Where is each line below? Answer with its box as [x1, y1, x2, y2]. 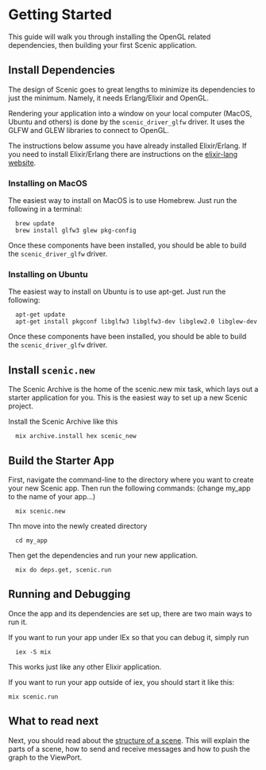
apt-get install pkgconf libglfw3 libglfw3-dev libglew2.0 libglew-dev [15, 318, 258, 326]
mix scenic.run [8, 693, 59, 701]
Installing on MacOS [8, 178, 87, 189]
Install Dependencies [8, 64, 115, 77]
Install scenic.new [8, 363, 95, 377]
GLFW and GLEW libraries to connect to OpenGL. [8, 125, 169, 135]
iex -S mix [15, 647, 52, 656]
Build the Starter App [8, 454, 115, 467]
